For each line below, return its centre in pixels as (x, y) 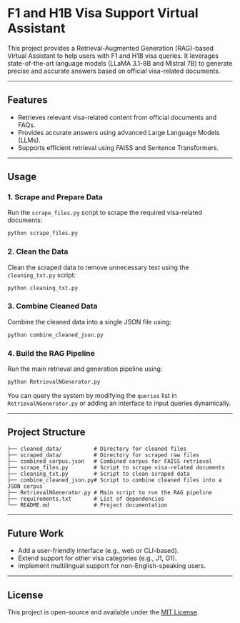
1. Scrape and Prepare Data (55, 197)
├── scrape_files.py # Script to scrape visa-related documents (116, 467)
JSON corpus (25, 486)
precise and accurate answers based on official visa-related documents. (114, 71)
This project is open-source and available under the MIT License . (103, 612)
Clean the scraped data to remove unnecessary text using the (98, 267)
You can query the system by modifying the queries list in (92, 395)
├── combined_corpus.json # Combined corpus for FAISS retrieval (110, 461)
